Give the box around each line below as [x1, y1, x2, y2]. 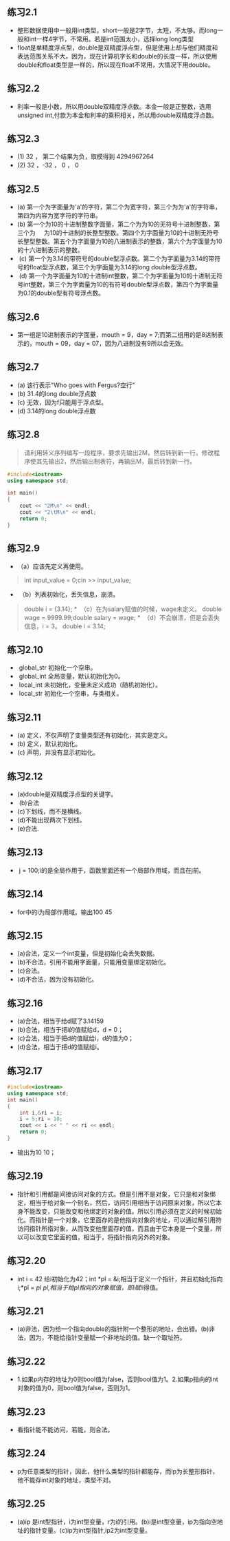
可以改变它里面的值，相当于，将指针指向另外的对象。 [23, 1232, 174, 1241]
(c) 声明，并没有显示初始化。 [16, 748, 100, 756]
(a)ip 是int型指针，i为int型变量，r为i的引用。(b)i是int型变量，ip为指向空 [16, 1518, 218, 1526]
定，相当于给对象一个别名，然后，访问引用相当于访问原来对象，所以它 [16, 1198, 216, 1207]
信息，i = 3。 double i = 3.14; [23, 622, 106, 630]
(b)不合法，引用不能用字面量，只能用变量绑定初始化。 [16, 958, 170, 966]
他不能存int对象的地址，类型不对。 [16, 1476, 115, 1484]
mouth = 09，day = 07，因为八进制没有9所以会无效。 [35, 340, 187, 348]
